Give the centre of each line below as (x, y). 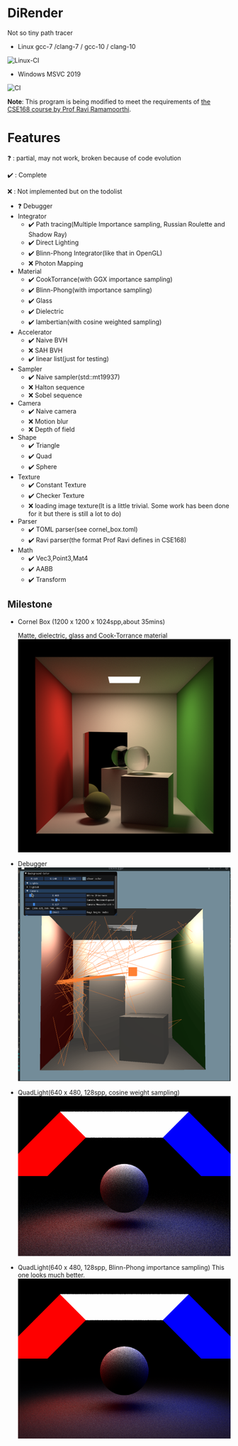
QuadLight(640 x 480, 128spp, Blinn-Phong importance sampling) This (121, 1267)
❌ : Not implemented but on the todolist (65, 191)
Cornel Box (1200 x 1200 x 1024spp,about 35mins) (91, 621)
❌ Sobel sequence (55, 395)
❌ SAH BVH (45, 350)
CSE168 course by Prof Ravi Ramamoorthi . (69, 109)
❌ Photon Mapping (56, 263)
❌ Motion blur (48, 421)
